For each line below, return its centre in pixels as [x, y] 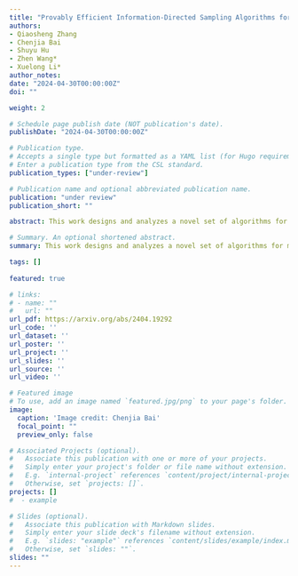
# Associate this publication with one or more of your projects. [138, 459]
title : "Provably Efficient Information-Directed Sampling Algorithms [142, 17]
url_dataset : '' [39, 336]
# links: [25, 294]
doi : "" [24, 92]
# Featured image [41, 393]
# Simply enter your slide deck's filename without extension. [132, 533]
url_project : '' [39, 352]
